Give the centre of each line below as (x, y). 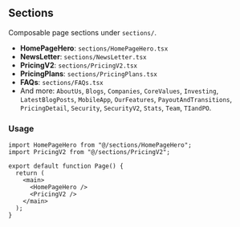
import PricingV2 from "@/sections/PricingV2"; (89, 152)
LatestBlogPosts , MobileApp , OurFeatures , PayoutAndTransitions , (126, 99)
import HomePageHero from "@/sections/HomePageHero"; (100, 145)
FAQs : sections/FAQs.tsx (62, 82)
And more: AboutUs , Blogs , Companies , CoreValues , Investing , (119, 91)
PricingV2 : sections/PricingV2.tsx (79, 65)
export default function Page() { (66, 166)
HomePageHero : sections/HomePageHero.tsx (94, 48)
